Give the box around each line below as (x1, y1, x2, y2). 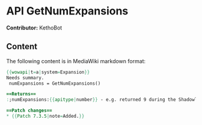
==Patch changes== (6, 108, 52, 114)
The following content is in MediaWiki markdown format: (6, 57, 146, 64)
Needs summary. (6, 75, 44, 81)
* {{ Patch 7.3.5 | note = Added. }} (6, 113, 85, 119)
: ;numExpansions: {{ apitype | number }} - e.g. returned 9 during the (6, 97, 176, 103)
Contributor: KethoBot (6, 24, 63, 31)
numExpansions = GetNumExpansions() (8, 80, 101, 87)
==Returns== (6, 91, 36, 97)
